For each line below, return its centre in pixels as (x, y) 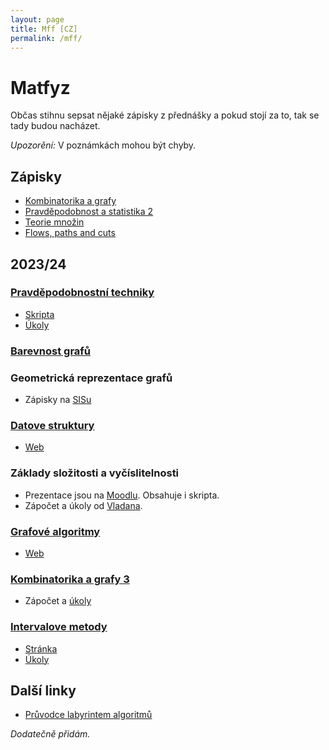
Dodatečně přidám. (50, 734)
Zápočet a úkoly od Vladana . (83, 505)
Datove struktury (52, 425)
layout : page (37, 19)
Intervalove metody (59, 627)
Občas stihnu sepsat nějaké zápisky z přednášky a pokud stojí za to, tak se (165, 115)
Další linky (43, 690)
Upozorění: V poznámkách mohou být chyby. (103, 145)
